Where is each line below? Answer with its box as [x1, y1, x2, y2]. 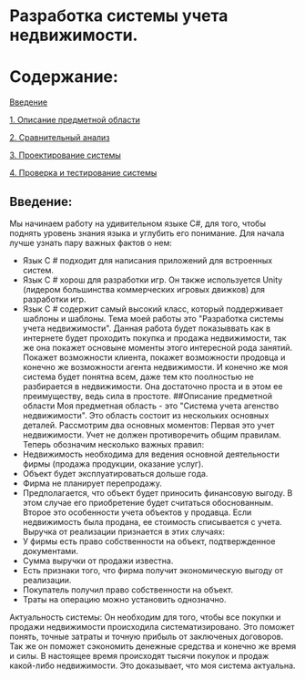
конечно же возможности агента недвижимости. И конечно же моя [22, 361, 289, 372]
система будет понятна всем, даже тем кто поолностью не [22, 371, 255, 382]
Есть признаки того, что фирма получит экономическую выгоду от [22, 564, 284, 575]
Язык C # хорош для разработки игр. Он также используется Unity [22, 274, 283, 285]
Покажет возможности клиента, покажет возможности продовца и [22, 352, 286, 363]
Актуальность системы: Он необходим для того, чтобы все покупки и [9, 612, 281, 623]
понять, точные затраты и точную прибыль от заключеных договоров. [9, 631, 284, 642]
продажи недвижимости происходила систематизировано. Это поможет [9, 621, 295, 632]
